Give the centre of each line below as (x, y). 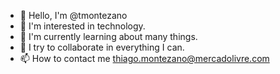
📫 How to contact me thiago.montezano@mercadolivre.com (144, 58)
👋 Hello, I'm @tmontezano (73, 15)
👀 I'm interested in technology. (82, 26)
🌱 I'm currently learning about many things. (108, 36)
